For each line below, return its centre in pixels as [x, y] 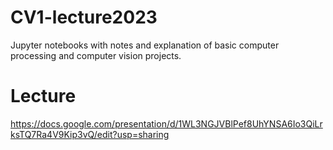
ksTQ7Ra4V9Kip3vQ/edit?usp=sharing [90, 134]
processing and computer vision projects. [96, 55]
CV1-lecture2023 [84, 17]
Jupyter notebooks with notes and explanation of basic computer [145, 45]
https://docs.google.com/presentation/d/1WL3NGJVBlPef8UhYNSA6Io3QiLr [166, 123]
